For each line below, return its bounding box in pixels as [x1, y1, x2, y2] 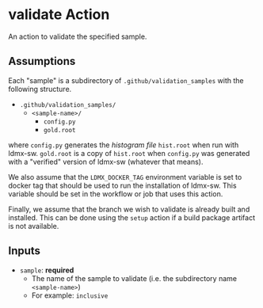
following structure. [8, 84, 72, 93]
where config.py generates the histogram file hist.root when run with [8, 140, 239, 150]
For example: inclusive [31, 291, 109, 300]
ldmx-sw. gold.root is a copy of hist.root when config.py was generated [8, 148, 250, 158]
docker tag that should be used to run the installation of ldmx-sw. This [8, 181, 237, 190]
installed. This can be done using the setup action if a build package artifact [8, 212, 256, 222]
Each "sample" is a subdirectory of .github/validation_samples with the [8, 75, 244, 85]
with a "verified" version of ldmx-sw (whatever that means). [8, 157, 204, 166]
